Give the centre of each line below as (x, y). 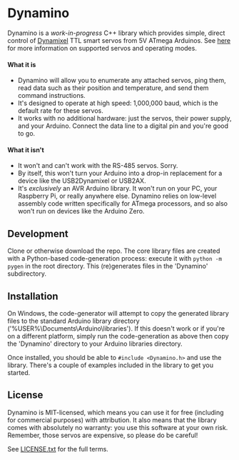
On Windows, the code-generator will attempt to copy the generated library (118, 313)
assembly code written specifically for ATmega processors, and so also (123, 204)
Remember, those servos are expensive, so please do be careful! (103, 435)
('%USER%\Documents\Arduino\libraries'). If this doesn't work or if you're (116, 328)
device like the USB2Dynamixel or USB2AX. (82, 181)
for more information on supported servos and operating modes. (102, 48)
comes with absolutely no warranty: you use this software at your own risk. (118, 427)
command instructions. (51, 96)
